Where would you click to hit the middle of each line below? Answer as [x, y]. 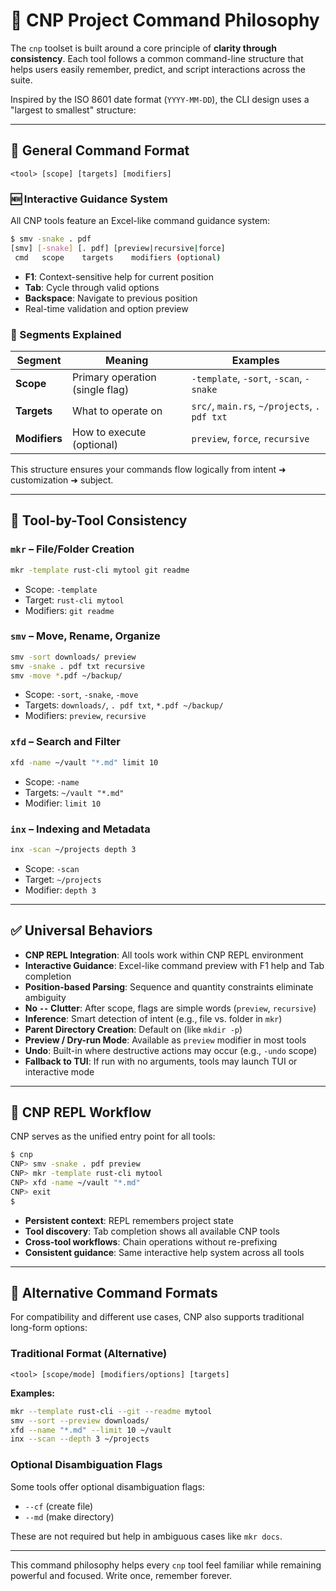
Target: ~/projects [63, 879]
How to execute [109, 432]
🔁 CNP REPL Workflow [81, 1112]
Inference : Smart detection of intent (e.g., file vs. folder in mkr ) [153, 1018]
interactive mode [59, 1071]
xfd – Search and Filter [65, 742]
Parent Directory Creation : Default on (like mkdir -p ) [133, 1029]
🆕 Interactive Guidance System [89, 199]
